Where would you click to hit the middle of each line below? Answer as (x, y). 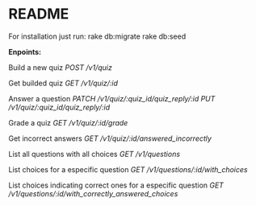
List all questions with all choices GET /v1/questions (94, 154)
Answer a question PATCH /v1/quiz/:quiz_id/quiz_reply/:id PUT (112, 98)
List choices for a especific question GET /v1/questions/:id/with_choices (128, 169)
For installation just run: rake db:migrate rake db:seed (97, 36)
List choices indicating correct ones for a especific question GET (116, 185)
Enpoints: (25, 51)
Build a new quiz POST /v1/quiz (61, 67)
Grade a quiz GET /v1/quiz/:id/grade (68, 122)
